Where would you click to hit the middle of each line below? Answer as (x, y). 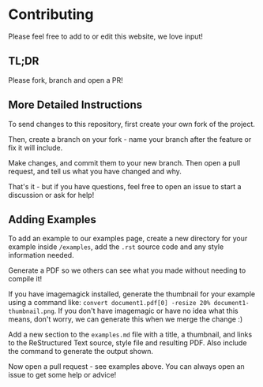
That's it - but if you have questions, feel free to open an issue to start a (125, 186)
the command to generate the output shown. (81, 352)
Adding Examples (53, 220)
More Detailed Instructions (75, 105)
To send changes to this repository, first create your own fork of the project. (131, 124)
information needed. (41, 255)
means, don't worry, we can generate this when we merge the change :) (126, 319)
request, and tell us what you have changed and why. (95, 171)
